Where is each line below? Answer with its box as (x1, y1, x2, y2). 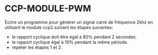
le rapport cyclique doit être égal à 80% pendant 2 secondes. (11, 34, 137, 40)
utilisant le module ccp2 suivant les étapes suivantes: (4, 24, 113, 30)
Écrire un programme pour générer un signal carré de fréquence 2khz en (4, 19, 154, 25)
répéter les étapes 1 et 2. (11, 44, 63, 50)
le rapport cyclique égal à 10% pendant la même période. (11, 39, 128, 45)
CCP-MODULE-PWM (4, 3, 91, 14)
